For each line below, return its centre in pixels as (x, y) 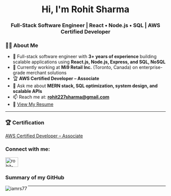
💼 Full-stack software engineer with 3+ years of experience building (84, 57)
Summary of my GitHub (35, 177)
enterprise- (151, 67)
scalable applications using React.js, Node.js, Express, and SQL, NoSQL (89, 62)
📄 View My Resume (33, 104)
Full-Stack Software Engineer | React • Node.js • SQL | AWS (85, 26)
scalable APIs (27, 91)
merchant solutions (47, 73)
